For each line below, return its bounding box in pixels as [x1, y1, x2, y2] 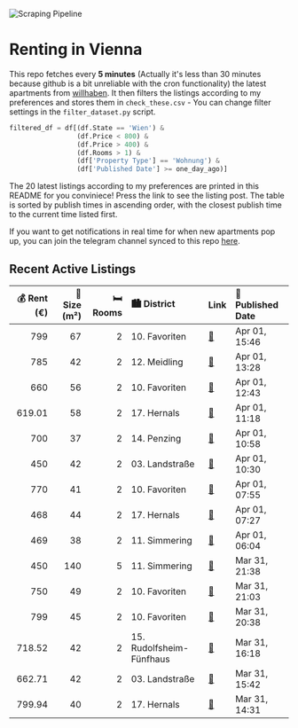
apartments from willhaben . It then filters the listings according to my [9, 87, 262, 98]
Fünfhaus [130, 653, 170, 665]
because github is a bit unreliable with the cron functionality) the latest [9, 78, 267, 89]
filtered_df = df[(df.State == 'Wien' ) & [9, 123, 165, 132]
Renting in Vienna [9, 40, 143, 59]
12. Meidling [130, 356, 184, 368]
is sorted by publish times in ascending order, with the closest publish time [9, 200, 282, 210]
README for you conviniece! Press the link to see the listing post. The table [9, 191, 286, 201]
